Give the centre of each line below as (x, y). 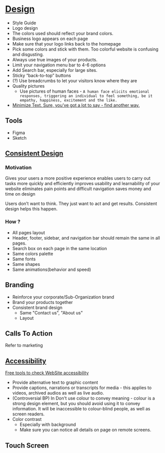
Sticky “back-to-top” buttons (41, 75)
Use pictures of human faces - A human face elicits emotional (84, 91)
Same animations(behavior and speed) (52, 269)
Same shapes (26, 264)
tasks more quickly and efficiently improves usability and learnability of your (83, 184)
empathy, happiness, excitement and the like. (68, 100)
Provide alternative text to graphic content (55, 383)
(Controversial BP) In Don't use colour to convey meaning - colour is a (83, 398)
